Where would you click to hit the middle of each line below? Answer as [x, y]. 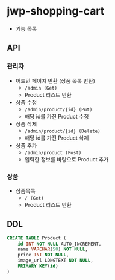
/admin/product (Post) [53, 152]
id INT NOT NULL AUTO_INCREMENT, [60, 244]
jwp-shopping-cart [56, 11]
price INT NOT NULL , [43, 255]
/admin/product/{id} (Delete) [63, 131]
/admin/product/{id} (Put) [58, 109]
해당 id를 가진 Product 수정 [57, 116]
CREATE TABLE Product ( [37, 238]
